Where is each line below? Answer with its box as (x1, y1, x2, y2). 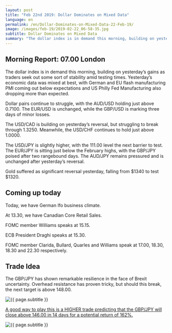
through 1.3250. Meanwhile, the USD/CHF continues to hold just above (5, 127, 155, 133)
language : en (5, 17, 33, 22)
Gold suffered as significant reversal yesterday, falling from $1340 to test (5, 168, 159, 174)
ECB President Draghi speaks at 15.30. (5, 232, 86, 238)
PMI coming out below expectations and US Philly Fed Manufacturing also (5, 85, 161, 91)
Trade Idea (5, 262, 40, 270)
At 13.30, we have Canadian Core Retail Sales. (5, 212, 102, 218)
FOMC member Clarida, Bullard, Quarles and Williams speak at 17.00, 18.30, (5, 242, 164, 248)
